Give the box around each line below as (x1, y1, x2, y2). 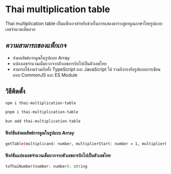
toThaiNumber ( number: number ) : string (5, 164, 88, 169)
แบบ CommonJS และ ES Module (12, 72, 78, 78)
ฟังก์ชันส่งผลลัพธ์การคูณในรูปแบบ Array (5, 130, 75, 136)
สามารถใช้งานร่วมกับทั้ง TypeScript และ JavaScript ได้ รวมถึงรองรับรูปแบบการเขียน (12, 66, 161, 72)
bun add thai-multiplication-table (5, 119, 81, 124)
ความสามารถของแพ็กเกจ (5, 41, 66, 50)
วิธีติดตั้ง (5, 87, 25, 96)
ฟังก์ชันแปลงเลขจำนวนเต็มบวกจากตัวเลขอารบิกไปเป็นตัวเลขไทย (5, 152, 111, 158)
